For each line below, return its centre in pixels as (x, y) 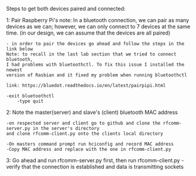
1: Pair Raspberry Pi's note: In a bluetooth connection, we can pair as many (98, 20)
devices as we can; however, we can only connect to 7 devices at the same (98, 27)
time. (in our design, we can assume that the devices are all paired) (88, 33)
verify (13, 167)
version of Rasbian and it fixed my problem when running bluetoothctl (97, 75)
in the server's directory (66, 128)
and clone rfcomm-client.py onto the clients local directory (85, 134)
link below (20, 49)
